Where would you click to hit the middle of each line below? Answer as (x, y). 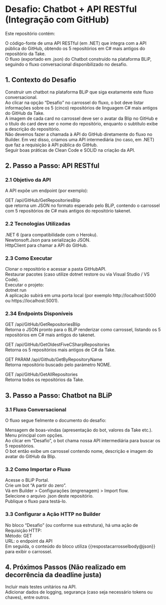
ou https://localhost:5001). (32, 301)
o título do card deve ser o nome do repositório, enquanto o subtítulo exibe (82, 123)
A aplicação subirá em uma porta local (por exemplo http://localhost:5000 (81, 296)
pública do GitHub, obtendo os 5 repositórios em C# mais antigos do (75, 48)
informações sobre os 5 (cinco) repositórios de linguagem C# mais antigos (81, 107)
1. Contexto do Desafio (41, 80)
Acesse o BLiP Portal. (27, 480)
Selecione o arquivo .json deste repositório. (50, 496)
